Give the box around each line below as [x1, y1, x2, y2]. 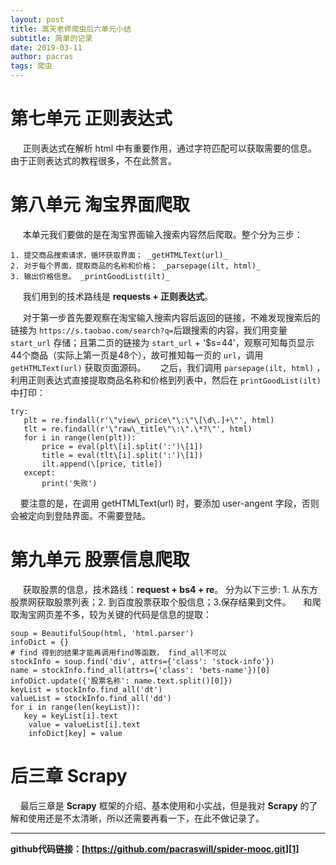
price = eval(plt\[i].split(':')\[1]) [41, 441, 203, 451]
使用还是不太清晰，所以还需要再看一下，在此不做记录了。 [27, 812, 265, 824]
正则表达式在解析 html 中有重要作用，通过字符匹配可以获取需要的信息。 [22, 142, 318, 154]
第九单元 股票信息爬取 [10, 549, 190, 571]
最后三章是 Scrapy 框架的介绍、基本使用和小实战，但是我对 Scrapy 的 [19, 799, 310, 811]
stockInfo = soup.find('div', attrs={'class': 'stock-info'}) [10, 656, 275, 666]
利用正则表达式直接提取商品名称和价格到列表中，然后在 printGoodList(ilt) [10, 374, 322, 386]
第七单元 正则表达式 [10, 107, 173, 130]
